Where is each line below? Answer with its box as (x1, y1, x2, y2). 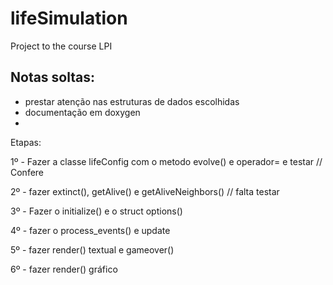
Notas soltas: (10, 69, 96, 86)
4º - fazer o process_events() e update (10, 224, 171, 236)
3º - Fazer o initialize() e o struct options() (10, 205, 183, 217)
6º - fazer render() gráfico (10, 263, 118, 275)
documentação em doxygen (24, 106, 141, 118)
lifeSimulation (10, 7, 128, 30)
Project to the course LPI (10, 40, 113, 52)
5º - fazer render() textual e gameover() (10, 243, 175, 256)
